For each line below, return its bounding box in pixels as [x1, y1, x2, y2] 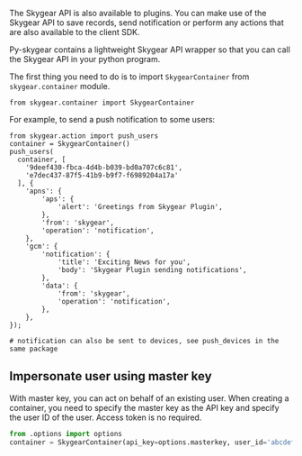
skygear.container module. [9, 81, 111, 91]
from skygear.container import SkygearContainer [9, 98, 195, 107]
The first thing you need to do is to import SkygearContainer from [9, 71, 250, 82]
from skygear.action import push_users [9, 132, 159, 141]
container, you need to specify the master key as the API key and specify [9, 402, 280, 413]
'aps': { [41, 195, 75, 204]
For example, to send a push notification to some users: [9, 114, 216, 124]
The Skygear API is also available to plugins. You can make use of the [9, 8, 267, 18]
